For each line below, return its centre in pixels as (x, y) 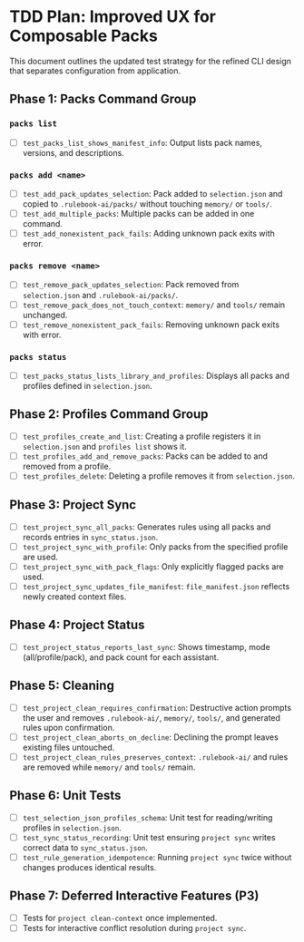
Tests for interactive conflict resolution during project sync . (134, 927)
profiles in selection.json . (72, 828)
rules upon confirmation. (69, 727)
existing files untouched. (69, 747)
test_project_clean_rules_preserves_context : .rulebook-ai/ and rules (155, 757)
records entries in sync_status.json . (90, 537)
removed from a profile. (67, 466)
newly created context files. (74, 597)
